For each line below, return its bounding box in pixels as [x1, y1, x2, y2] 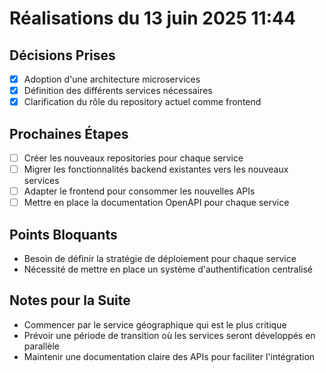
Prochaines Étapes [9, 125, 129, 142]
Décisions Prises [9, 47, 116, 64]
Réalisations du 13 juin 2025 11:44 [9, 7, 296, 30]
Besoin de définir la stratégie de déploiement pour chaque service [23, 253, 297, 265]
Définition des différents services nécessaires [23, 85, 213, 97]
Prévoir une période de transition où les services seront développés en [23, 329, 316, 341]
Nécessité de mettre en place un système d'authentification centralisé [23, 263, 313, 276]
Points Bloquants [9, 226, 118, 243]
